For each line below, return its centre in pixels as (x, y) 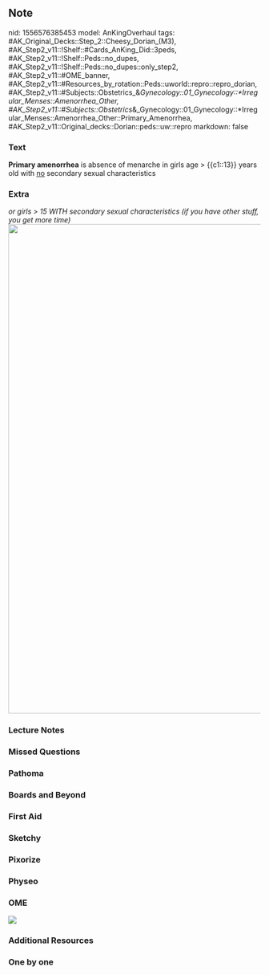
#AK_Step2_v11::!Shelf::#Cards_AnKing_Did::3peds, (93, 49)
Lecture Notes (36, 730)
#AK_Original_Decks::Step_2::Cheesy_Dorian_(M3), (92, 41)
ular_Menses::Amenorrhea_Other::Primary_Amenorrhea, (100, 118)
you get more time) (40, 220)
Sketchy (25, 838)
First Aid (25, 817)
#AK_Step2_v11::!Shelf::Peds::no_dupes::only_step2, (93, 67)
